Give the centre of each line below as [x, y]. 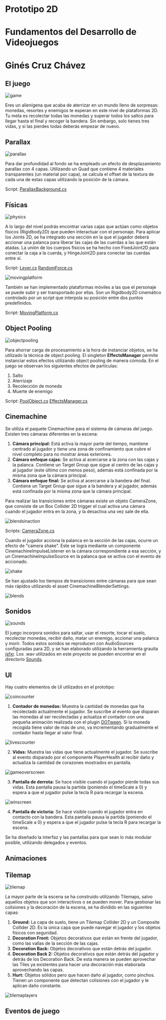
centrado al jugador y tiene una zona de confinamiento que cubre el [82, 449]
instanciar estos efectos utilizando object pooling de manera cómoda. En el [82, 360]
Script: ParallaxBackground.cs [36, 189]
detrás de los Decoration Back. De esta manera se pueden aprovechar [84, 959]
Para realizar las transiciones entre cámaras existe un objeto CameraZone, [81, 501]
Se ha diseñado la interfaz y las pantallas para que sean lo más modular [79, 837]
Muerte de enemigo [32, 391]
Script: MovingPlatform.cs [32, 313]
